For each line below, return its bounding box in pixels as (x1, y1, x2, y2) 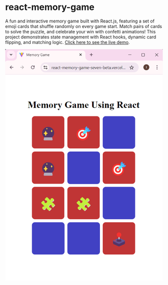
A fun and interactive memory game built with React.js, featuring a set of (5, 18, 155, 24)
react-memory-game (5, 1, 95, 13)
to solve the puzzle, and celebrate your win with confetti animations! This (5, 28, 156, 34)
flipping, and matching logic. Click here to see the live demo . (5, 39, 130, 45)
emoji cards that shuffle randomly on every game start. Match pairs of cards (5, 23, 162, 29)
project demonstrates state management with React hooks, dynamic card (5, 34, 156, 40)
